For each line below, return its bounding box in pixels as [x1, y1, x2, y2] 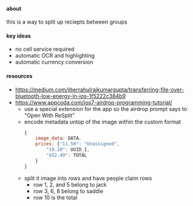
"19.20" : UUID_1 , [46, 147, 90, 153]
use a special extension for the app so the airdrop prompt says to [24, 105, 188, 112]
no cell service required [15, 45, 75, 53]
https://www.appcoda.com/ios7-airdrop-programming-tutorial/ [15, 99, 172, 106]
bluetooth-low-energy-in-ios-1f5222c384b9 [15, 92, 126, 99]
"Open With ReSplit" [24, 111, 75, 119]
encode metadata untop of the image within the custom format [24, 118, 181, 125]
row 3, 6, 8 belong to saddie [33, 187, 104, 194]
